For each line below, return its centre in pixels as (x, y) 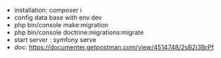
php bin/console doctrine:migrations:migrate (79, 32)
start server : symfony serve (55, 40)
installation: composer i (48, 10)
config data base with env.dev (58, 17)
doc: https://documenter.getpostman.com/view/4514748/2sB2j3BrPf (114, 47)
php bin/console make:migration (61, 25)
